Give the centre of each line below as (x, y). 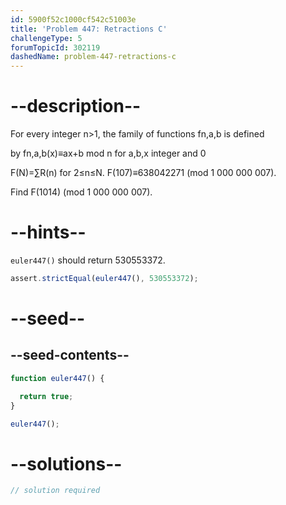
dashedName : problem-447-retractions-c (93, 57)
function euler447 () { (57, 378)
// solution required (55, 491)
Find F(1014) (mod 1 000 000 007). (81, 192)
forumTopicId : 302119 (55, 47)
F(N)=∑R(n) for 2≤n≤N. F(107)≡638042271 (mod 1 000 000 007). (143, 173)
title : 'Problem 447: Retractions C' (89, 29)
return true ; (46, 396)
